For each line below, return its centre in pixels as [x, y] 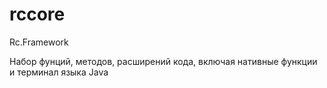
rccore [37, 14]
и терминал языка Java [59, 72]
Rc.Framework [39, 42]
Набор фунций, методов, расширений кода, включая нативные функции [163, 61]
